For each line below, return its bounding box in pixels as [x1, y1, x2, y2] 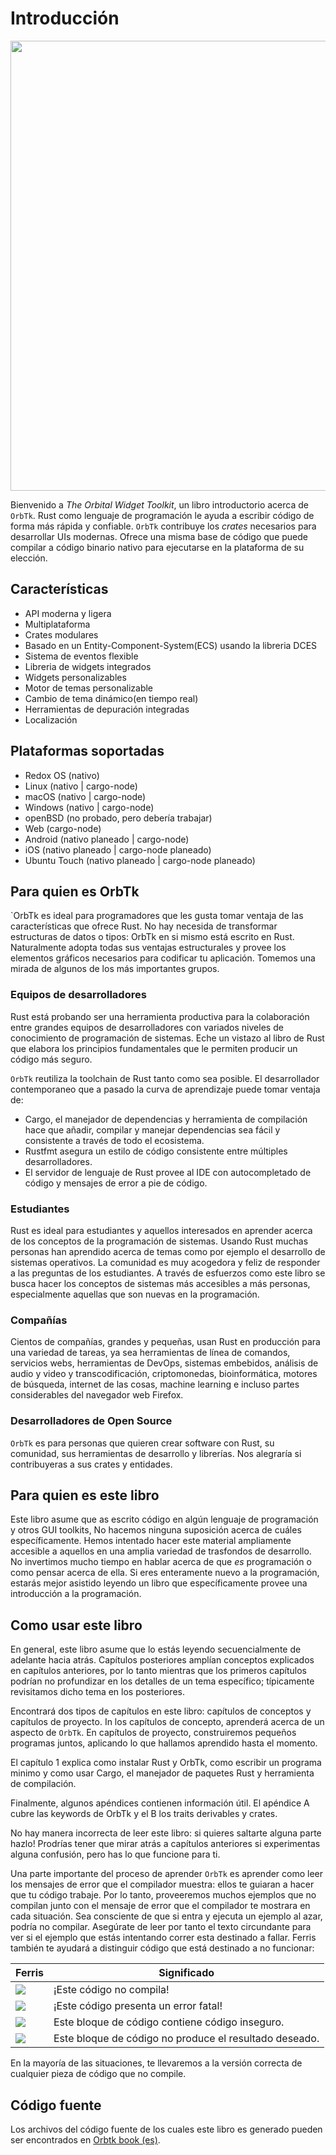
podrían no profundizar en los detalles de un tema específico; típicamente [10, 1675, 315, 1687]
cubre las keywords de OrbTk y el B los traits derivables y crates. [10, 1808, 278, 1820]
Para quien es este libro [10, 1487, 160, 1504]
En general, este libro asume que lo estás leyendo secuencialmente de [10, 1643, 302, 1656]
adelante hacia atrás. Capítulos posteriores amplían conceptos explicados [10, 1654, 315, 1666]
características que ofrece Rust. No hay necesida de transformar [10, 920, 278, 932]
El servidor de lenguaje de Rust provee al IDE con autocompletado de [24, 1166, 312, 1178]
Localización [24, 713, 78, 726]
